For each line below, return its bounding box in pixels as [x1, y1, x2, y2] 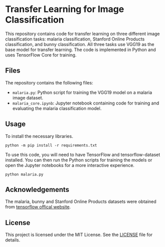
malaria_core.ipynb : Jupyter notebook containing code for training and [12, 100, 159, 106]
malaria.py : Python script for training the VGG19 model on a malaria [12, 89, 152, 95]
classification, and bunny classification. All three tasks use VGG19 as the [5, 41, 154, 47]
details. [5, 237, 20, 243]
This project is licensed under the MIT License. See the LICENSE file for [5, 231, 153, 238]
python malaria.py [5, 171, 43, 177]
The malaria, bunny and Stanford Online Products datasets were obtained [5, 198, 156, 204]
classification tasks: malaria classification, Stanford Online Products [5, 36, 145, 42]
